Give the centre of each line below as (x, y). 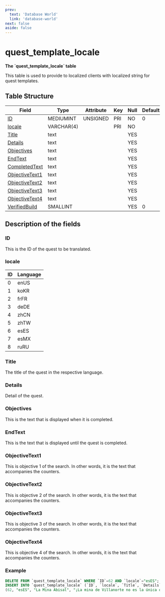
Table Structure (29, 96)
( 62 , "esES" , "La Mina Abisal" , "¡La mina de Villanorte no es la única (81, 590)
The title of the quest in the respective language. (54, 372)
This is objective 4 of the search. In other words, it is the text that (71, 553)
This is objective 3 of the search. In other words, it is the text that (71, 524)
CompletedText (25, 167)
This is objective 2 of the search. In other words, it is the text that (71, 495)
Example (16, 571)
